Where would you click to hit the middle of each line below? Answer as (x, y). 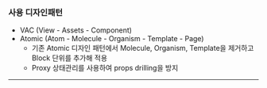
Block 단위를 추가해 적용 (70, 58)
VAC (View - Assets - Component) (76, 30)
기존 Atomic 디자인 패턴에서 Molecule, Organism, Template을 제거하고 (143, 48)
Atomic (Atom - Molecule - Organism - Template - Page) (112, 39)
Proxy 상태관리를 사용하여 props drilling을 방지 (105, 68)
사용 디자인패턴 (36, 12)
